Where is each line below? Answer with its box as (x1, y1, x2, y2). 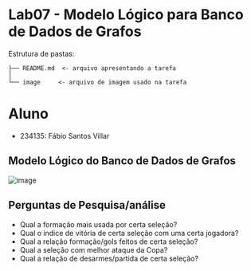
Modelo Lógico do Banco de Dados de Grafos (8, 154, 237, 168)
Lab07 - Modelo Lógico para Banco (8, 6, 245, 24)
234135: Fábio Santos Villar (19, 131, 110, 140)
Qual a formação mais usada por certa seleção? (19, 219, 178, 229)
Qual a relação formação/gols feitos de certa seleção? (19, 237, 198, 246)
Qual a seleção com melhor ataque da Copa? (19, 245, 168, 254)
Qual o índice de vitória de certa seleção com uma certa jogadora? (19, 228, 239, 238)
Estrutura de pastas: (8, 49, 75, 58)
